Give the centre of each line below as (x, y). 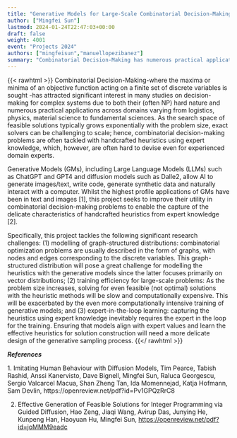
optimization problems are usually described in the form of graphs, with (111, 250)
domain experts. (31, 155)
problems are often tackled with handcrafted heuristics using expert (106, 140)
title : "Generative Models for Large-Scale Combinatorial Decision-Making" (121, 14)
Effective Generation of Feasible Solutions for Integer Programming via (120, 404)
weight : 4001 (26, 40)
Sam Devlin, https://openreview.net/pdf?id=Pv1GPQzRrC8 (91, 391)
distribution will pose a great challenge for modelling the (121, 265)
